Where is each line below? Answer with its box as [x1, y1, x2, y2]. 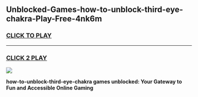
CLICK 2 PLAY [6, 53, 47, 62]
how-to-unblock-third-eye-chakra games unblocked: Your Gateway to [6, 78, 183, 85]
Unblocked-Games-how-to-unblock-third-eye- [6, 5, 184, 15]
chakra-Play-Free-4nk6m [6, 14, 102, 24]
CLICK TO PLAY [6, 32, 52, 40]
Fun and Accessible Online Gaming [6, 84, 94, 91]
